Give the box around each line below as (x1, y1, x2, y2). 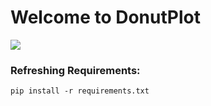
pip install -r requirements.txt (10, 86, 150, 96)
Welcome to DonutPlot (10, 6, 201, 29)
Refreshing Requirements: (10, 63, 141, 77)
